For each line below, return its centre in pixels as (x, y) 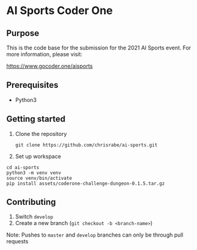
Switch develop (34, 216)
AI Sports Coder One (59, 11)
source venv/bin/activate (39, 178)
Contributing (31, 202)
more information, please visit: (45, 54)
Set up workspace (38, 156)
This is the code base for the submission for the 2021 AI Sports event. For (99, 48)
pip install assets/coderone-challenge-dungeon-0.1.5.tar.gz (86, 184)
